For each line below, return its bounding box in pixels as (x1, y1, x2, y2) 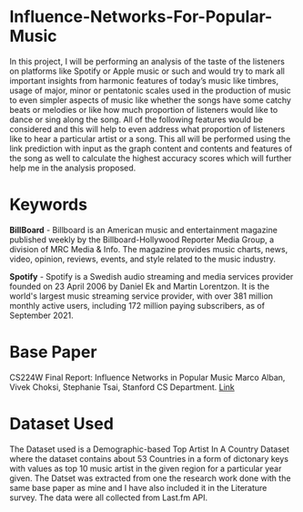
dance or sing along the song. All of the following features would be (9, 114, 264, 125)
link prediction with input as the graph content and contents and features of (9, 143, 293, 154)
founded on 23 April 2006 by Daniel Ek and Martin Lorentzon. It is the (9, 281, 270, 292)
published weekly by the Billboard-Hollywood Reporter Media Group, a (9, 234, 275, 245)
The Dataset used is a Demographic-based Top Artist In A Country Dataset (9, 444, 289, 455)
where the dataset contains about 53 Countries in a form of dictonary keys (9, 453, 289, 464)
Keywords (9, 194, 88, 215)
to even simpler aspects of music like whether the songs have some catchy (9, 94, 291, 106)
